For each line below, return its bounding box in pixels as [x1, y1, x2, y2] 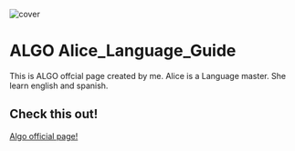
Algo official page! [9, 130, 79, 141]
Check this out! [9, 106, 99, 122]
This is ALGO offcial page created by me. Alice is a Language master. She [9, 70, 286, 81]
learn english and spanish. [9, 80, 109, 91]
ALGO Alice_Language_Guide [9, 41, 237, 61]
